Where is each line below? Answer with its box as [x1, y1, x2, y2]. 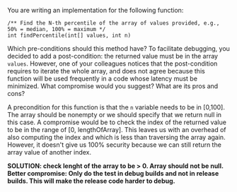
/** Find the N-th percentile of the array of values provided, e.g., [7, 20, 220, 27]
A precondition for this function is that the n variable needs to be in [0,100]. [7, 103, 225, 112]
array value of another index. [7, 148, 92, 156]
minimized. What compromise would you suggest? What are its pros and [7, 82, 219, 90]
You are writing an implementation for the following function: [7, 6, 184, 14]
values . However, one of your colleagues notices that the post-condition [7, 59, 218, 68]
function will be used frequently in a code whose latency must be [7, 74, 198, 83]
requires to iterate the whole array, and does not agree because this [7, 67, 205, 75]
